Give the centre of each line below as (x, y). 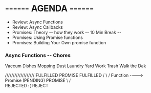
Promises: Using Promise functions (47, 37)
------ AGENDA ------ (49, 9)
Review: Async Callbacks (37, 27)
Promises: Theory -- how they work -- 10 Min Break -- (67, 32)
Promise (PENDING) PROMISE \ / (38, 80)
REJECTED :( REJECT (27, 86)
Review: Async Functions (37, 22)
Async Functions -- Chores (38, 55)
